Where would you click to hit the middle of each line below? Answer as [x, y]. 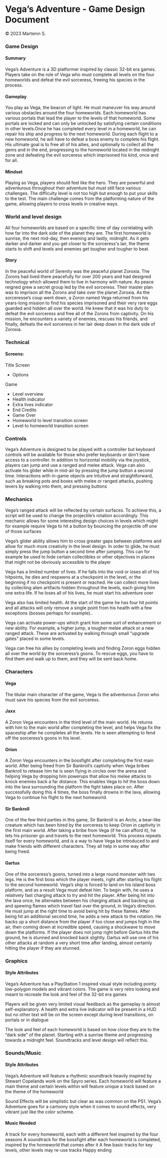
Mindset [14, 172]
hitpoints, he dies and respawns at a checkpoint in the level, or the [73, 577]
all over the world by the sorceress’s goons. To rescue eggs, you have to [80, 653]
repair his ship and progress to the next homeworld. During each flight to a [82, 134]
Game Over [24, 415]
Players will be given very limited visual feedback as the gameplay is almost [83, 1004]
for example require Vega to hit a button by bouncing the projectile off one [81, 526]
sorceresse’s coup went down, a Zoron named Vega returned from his [77, 297]
